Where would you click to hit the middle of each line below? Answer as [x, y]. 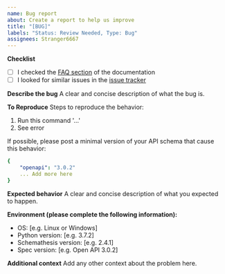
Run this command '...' [49, 121]
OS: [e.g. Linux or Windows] [57, 228]
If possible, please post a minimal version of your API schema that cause [111, 141]
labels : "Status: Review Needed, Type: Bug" [72, 33]
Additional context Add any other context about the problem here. [102, 263]
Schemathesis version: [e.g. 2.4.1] [65, 242]
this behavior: [27, 148]
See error [31, 128]
